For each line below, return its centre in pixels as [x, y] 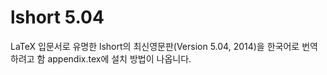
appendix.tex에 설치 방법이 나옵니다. [119, 58]
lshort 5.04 [57, 17]
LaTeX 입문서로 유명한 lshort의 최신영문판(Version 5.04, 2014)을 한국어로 [155, 46]
